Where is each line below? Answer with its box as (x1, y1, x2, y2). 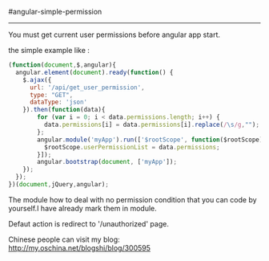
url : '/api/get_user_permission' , (29, 84, 146, 92)
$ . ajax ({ (22, 75, 52, 84)
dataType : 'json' (29, 98, 88, 107)
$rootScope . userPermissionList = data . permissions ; (43, 143, 220, 151)
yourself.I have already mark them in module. (8, 203, 158, 213)
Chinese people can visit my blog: (8, 234, 120, 244)
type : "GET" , (29, 91, 74, 99)
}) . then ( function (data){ (22, 106, 106, 114)
